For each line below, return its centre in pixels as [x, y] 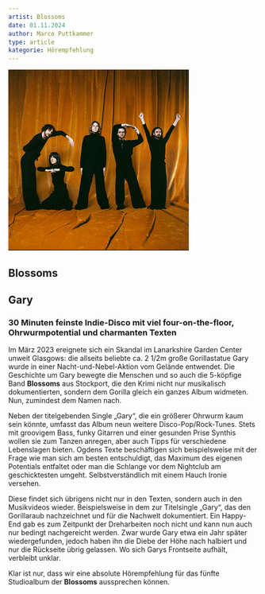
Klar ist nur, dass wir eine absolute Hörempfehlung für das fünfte [114, 573]
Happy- [234, 516]
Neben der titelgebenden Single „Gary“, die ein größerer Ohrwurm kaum [126, 416]
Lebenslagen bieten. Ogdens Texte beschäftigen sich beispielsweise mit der [133, 450]
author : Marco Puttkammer [51, 33]
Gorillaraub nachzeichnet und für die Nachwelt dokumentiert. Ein [114, 516]
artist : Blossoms [37, 17]
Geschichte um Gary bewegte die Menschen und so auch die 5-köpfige [125, 375]
